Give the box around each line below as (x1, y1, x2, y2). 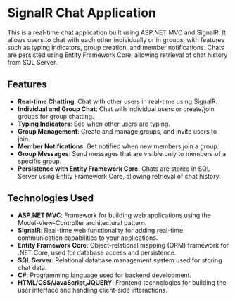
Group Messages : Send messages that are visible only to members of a (17, 149, 227, 158)
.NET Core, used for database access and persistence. (17, 248, 177, 257)
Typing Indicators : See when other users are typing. (17, 120, 171, 128)
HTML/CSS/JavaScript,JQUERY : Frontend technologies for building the (17, 278, 227, 286)
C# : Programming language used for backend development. (17, 271, 192, 279)
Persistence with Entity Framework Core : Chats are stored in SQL (17, 164, 211, 173)
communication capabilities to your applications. (17, 233, 158, 242)
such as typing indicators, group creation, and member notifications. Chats (7, 43, 224, 51)
